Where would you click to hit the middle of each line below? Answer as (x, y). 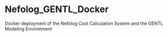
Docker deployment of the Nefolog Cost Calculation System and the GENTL (84, 23)
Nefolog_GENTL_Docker (57, 9)
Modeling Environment (29, 28)
